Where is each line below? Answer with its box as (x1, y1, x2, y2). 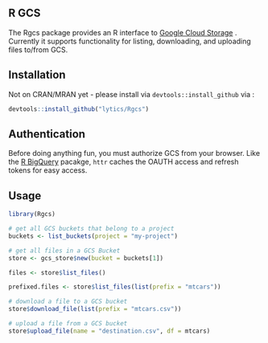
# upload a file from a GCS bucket (8, 320, 128, 328)
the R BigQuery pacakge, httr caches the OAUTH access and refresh (8, 157, 239, 167)
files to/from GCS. (8, 44, 68, 55)
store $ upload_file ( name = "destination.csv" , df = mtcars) (8, 327, 211, 335)
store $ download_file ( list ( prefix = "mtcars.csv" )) (8, 305, 182, 313)
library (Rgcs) (8, 210, 56, 218)
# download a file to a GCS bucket (8, 297, 128, 306)
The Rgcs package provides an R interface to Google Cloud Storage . (8, 27, 237, 37)
